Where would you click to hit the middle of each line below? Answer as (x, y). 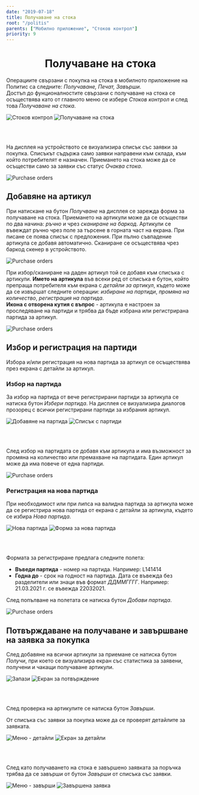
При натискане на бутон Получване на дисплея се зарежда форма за (95, 211)
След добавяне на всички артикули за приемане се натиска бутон (91, 655)
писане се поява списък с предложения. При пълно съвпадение (89, 236)
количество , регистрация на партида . (55, 298)
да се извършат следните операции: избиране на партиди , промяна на (98, 291)
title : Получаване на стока (41, 17)
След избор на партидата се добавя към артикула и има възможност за (99, 451)
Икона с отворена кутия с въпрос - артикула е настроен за (83, 304)
